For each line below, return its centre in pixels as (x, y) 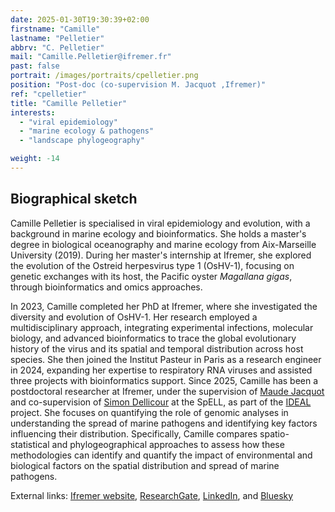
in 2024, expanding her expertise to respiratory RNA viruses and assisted (161, 370)
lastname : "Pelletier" (57, 38)
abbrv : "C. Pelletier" (57, 47)
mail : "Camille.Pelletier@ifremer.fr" (91, 57)
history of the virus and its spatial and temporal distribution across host (157, 348)
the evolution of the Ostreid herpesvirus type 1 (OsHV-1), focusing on (152, 265)
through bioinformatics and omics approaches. (106, 287)
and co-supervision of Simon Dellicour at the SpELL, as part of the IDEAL (161, 402)
